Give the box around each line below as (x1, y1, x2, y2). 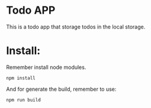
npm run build (6, 97, 41, 103)
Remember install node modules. (6, 63, 86, 71)
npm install (6, 75, 36, 81)
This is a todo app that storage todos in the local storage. (6, 23, 146, 30)
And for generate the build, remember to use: (6, 85, 117, 93)
